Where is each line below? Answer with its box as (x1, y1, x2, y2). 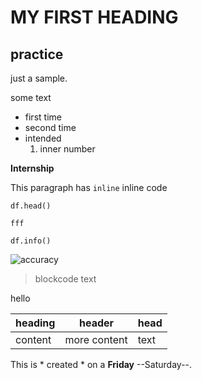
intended (24, 132, 62, 144)
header (79, 316, 115, 330)
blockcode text (34, 273, 97, 285)
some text (10, 92, 52, 103)
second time (24, 122, 77, 133)
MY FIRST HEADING (10, 6, 179, 29)
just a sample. (10, 72, 68, 84)
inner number (39, 143, 96, 155)
